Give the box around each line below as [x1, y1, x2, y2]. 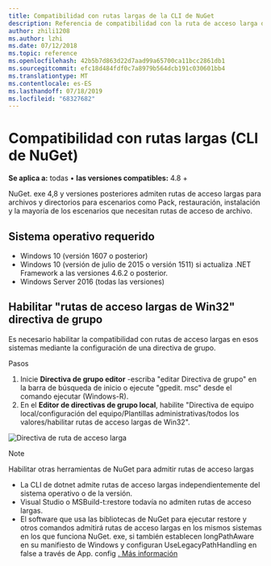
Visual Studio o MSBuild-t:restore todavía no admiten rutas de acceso [19, 496, 252, 506]
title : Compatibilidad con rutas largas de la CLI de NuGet [8, 11, 215, 20]
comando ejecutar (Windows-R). [19, 391, 129, 401]
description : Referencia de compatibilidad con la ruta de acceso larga [8, 19, 258, 27]
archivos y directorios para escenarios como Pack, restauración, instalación [8, 197, 261, 207]
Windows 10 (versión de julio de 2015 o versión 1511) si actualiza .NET [19, 260, 252, 269]
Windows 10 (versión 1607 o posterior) [19, 251, 148, 260]
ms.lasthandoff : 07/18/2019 [8, 87, 103, 95]
